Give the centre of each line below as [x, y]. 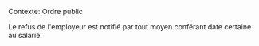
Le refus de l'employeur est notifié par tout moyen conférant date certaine [130, 27]
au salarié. [25, 35]
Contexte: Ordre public [46, 11]
